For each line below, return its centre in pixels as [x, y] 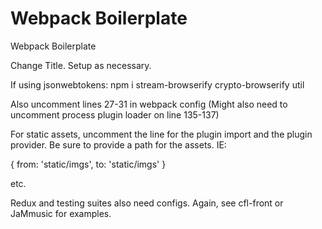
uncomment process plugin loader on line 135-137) [115, 114]
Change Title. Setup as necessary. [81, 65]
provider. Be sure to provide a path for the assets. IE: [118, 144]
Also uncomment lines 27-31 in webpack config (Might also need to [149, 104]
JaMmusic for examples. [61, 213]
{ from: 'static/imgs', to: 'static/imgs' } [88, 164]
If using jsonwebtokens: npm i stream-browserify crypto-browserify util [157, 84]
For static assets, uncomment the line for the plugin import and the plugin [161, 134]
